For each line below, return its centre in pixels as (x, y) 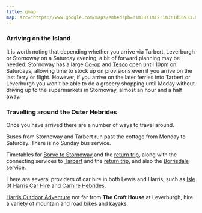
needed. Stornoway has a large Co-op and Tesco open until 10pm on (91, 64)
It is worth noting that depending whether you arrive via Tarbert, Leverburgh (101, 51)
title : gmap (21, 12)
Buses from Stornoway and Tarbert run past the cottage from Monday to (96, 137)
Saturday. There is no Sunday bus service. (59, 143)
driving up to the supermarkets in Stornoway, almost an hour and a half (94, 90)
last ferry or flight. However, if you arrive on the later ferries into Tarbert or (98, 77)
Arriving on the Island (38, 39)
